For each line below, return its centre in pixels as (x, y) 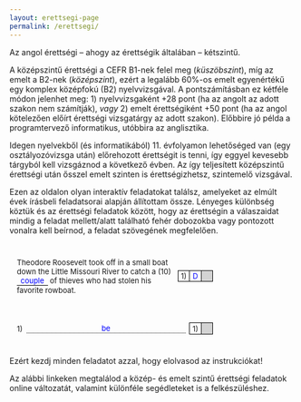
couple (33, 280)
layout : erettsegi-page (54, 18)
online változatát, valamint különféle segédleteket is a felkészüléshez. (139, 387)
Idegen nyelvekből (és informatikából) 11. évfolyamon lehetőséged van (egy (150, 145)
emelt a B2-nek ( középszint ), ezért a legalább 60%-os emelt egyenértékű (147, 79)
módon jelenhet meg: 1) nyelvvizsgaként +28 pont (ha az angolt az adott (144, 98)
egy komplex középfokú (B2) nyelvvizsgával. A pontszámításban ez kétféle (149, 89)
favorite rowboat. (47, 290)
